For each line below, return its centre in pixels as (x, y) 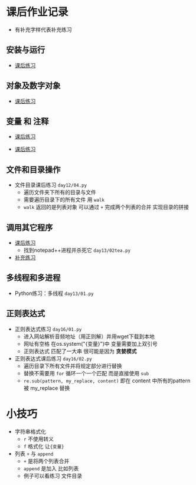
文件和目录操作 (33, 170)
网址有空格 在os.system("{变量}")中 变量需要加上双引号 (90, 343)
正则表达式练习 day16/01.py (48, 329)
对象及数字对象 (33, 86)
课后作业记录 (37, 12)
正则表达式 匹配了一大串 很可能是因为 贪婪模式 (80, 351)
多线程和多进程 (33, 278)
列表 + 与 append (34, 453)
